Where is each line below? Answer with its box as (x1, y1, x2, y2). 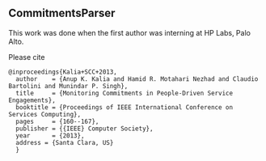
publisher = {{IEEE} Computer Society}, (15, 125, 154, 133)
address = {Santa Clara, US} (15, 138, 114, 146)
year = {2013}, (15, 131, 85, 140)
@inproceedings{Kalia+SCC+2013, (8, 68, 117, 76)
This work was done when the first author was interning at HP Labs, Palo (8, 28, 251, 37)
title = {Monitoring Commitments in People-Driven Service (15, 89, 233, 97)
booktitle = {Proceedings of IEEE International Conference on (15, 103, 233, 112)
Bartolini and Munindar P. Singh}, (8, 82, 129, 90)
